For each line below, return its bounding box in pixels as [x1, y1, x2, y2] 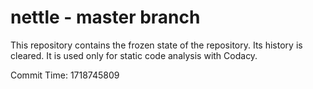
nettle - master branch [10, 6, 201, 29]
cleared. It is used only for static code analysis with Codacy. [10, 49, 258, 61]
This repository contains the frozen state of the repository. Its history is [10, 39, 303, 51]
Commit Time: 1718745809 [10, 69, 120, 81]
